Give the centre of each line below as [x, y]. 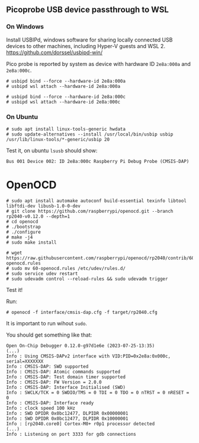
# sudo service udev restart [42, 274]
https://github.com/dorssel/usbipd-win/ [54, 52]
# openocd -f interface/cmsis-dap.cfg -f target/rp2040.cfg [82, 312]
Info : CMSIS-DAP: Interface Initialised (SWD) [66, 387]
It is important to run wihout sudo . [47, 323]
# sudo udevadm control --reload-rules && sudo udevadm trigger [87, 279]
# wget [14, 253]
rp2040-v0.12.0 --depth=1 [38, 216]
